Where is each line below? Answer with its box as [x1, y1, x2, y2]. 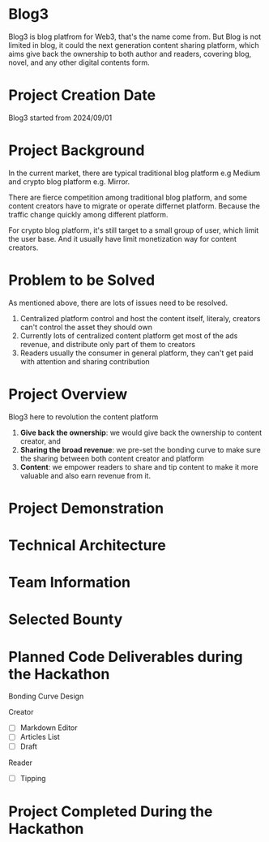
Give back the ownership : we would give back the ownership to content [19, 427, 263, 437]
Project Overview [8, 384, 128, 403]
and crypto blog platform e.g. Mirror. [8, 176, 130, 187]
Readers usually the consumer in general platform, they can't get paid [19, 348, 254, 358]
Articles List [19, 732, 61, 742]
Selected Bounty [8, 610, 123, 629]
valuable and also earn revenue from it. [19, 470, 152, 480]
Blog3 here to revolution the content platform [8, 411, 159, 422]
